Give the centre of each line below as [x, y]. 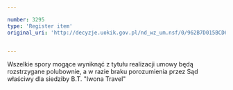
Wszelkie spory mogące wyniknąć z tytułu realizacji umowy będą [101, 64]
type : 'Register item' [40, 26]
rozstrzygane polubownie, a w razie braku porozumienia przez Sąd [103, 72]
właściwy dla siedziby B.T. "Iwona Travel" [67, 79]
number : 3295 [26, 19]
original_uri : [28, 33]
